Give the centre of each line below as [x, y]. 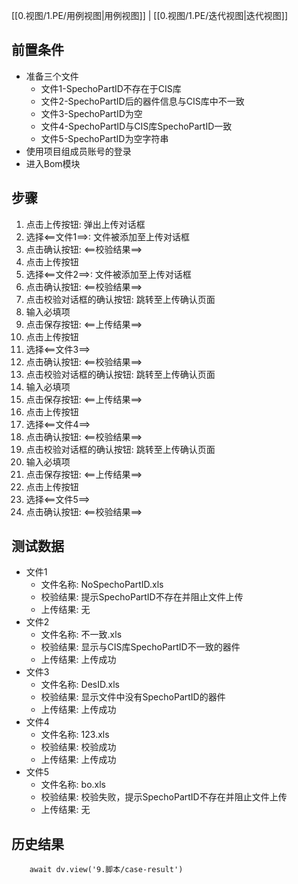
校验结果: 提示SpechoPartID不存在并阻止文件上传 [142, 597]
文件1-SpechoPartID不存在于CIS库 [111, 88]
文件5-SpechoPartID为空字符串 [104, 138]
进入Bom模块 [53, 163]
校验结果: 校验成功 [78, 747]
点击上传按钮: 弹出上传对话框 [85, 224]
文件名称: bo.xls [73, 785]
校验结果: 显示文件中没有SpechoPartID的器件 [133, 697]
